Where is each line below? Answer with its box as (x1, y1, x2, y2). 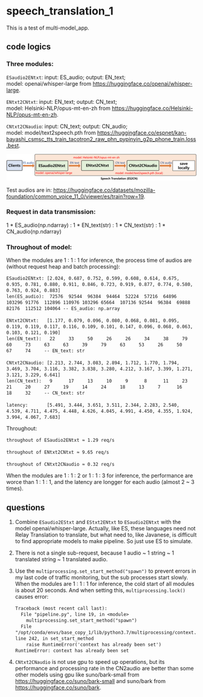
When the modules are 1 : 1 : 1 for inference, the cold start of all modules (14, 580, 195, 587)
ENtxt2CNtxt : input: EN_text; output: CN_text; (6, 98, 117, 105)
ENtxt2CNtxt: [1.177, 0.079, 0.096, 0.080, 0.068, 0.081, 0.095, (6, 318, 180, 324)
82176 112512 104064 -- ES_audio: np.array (6, 306, 120, 312)
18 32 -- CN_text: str (6, 390, 85, 396)
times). (6, 485, 24, 492)
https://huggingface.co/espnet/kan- (97, 129, 187, 136)
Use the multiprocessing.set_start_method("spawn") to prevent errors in (14, 567, 196, 574)
